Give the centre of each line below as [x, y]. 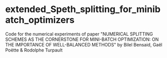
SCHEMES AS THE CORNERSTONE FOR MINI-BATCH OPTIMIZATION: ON [82, 39]
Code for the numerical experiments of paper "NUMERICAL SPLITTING [79, 34]
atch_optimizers [40, 20]
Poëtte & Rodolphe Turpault [34, 50]
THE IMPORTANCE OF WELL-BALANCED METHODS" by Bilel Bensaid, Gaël [84, 44]
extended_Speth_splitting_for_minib [83, 9]
